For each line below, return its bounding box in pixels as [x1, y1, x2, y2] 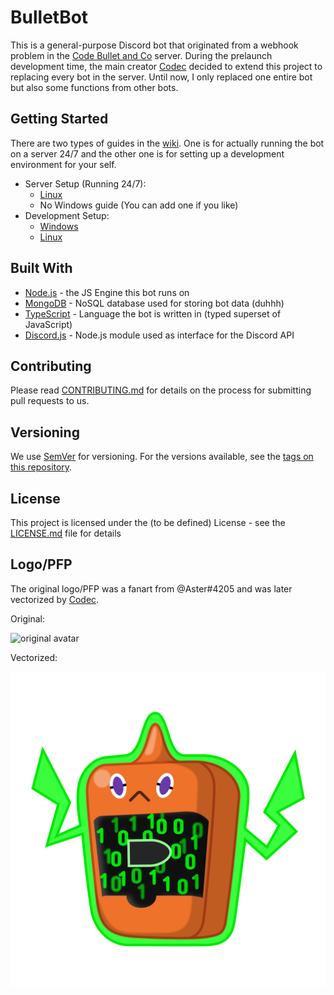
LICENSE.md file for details [10, 527, 122, 539]
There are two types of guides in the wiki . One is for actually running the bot [10, 137, 325, 149]
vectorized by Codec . [10, 593, 100, 605]
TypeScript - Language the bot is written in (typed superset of [24, 307, 282, 320]
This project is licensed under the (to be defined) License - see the [10, 517, 286, 528]
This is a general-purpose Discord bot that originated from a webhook [10, 39, 299, 51]
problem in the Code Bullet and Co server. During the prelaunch [10, 49, 273, 61]
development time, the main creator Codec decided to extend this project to [10, 60, 323, 72]
